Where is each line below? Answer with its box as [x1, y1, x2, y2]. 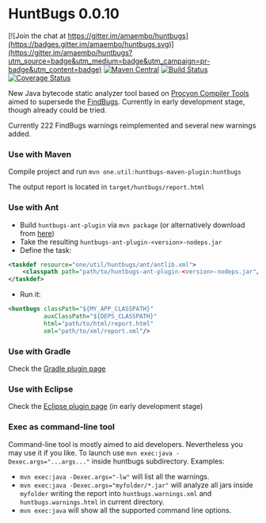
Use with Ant [8, 202, 59, 213]
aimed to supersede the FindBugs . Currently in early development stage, [8, 97, 245, 106]
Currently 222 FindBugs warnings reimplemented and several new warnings [8, 120, 256, 130]
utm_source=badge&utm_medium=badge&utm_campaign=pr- [8, 56, 211, 66]
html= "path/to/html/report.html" [43, 319, 154, 327]
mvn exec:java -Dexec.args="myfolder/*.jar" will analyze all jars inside [19, 480, 253, 490]
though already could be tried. [8, 105, 107, 115]
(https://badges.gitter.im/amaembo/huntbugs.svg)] [8, 39, 174, 48]
